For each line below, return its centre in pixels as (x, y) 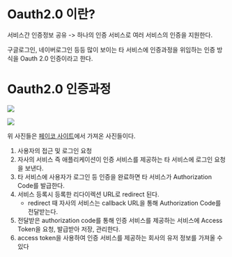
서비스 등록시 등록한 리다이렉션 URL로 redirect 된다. (88, 194)
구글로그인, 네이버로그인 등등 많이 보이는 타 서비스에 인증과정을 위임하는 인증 (111, 49)
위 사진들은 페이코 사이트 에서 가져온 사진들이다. (71, 136)
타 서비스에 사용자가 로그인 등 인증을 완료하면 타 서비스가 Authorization (115, 177)
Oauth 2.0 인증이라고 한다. (56, 58)
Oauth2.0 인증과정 (59, 89)
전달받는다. (43, 211)
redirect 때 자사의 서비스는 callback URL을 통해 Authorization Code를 (124, 203)
